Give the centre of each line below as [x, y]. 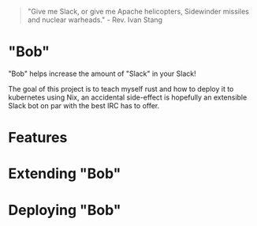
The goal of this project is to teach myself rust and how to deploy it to [121, 89]
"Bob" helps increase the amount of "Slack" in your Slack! [102, 73]
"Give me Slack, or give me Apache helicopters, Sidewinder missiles [138, 11]
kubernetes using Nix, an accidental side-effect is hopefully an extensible [128, 97]
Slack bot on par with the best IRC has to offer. [84, 105]
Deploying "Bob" [65, 210]
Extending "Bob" [65, 174]
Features [38, 138]
